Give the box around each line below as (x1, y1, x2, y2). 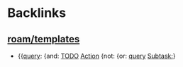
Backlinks (7, 5, 67, 21)
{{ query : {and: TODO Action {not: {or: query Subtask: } (17, 51, 176, 60)
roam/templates (7, 33, 80, 45)
